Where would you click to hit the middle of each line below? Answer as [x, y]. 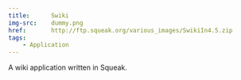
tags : [17, 38]
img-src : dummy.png [46, 23]
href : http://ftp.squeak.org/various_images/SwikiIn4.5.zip [120, 30]
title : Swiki [39, 15]
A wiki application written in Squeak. [68, 67]
